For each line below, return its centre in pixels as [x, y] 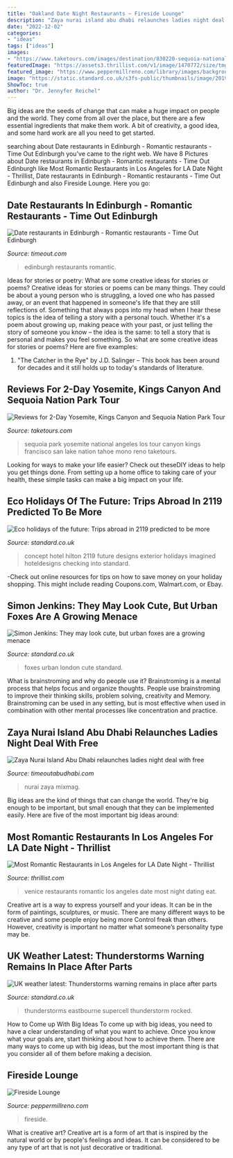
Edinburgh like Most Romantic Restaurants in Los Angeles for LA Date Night [115, 169]
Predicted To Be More [55, 512]
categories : [24, 33]
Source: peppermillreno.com [48, 1105]
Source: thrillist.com [36, 878]
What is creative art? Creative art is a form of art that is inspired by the [107, 1132]
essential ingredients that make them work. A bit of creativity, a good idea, [113, 126]
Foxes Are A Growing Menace [72, 616]
